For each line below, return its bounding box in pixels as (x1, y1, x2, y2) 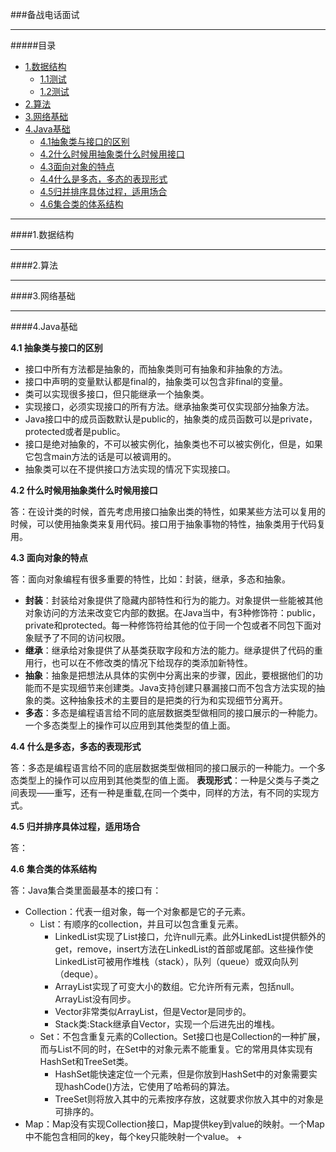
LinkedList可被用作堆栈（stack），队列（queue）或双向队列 (54, 956, 299, 967)
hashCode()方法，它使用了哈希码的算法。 (63, 1081, 235, 1092)
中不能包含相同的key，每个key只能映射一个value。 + (24, 1131, 243, 1142)
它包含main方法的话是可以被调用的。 (24, 451, 177, 462)
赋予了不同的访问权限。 (33, 632, 131, 643)
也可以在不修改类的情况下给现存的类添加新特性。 (51, 657, 253, 668)
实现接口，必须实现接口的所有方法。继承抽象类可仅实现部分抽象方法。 (24, 401, 315, 412)
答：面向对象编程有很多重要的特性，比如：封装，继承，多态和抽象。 (10, 573, 291, 585)
